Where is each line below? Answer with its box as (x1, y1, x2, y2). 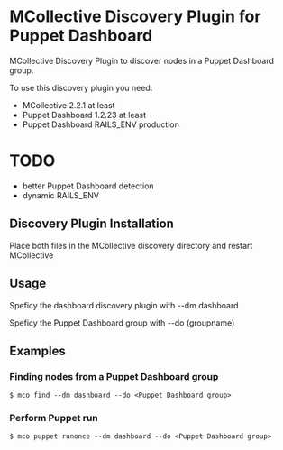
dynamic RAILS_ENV (22, 189, 99, 200)
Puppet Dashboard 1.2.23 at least (22, 109, 147, 120)
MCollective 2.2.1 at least (22, 99, 115, 110)
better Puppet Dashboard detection (22, 180, 155, 191)
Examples (9, 343, 66, 358)
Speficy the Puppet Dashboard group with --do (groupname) (9, 317, 235, 328)
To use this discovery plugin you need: (9, 82, 153, 93)
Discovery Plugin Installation (9, 216, 174, 232)
